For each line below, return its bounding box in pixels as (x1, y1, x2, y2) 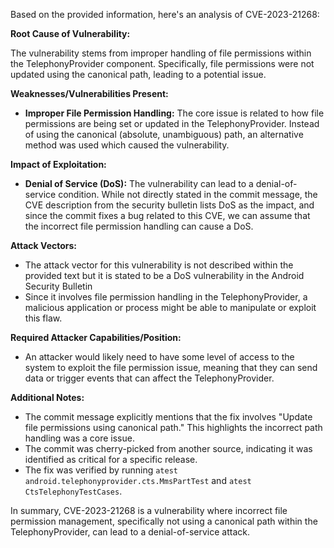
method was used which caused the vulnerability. (24, 139, 230, 151)
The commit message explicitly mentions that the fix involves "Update (24, 411, 313, 423)
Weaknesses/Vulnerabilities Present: (10, 88, 169, 99)
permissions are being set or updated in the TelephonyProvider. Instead (24, 118, 320, 129)
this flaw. (24, 312, 63, 324)
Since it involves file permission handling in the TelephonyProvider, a (24, 291, 308, 303)
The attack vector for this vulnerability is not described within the (24, 259, 294, 271)
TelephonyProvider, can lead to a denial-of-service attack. (10, 526, 250, 538)
